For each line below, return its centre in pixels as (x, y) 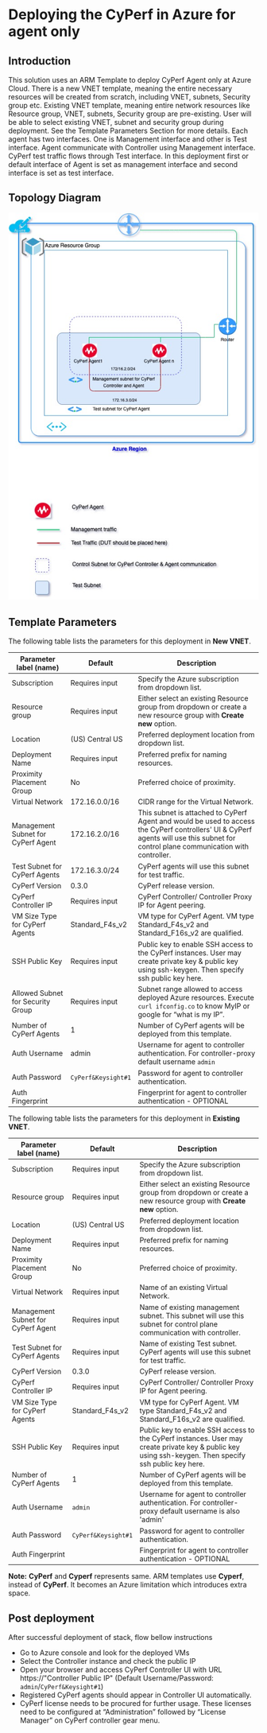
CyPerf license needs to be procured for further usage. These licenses (135, 1704)
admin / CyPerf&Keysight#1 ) (62, 1687)
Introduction (40, 61)
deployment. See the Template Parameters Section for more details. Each (128, 130)
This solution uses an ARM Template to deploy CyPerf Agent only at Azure (130, 80)
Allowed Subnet (37, 993)
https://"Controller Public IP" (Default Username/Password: (117, 1678)
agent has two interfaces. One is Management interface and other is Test (128, 139)
